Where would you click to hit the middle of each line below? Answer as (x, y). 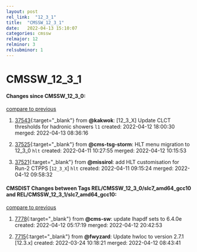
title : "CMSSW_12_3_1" (35, 22)
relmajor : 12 (22, 39)
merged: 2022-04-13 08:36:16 (51, 133)
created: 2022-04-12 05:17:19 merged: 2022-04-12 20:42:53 (89, 225)
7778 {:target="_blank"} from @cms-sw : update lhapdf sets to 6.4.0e (98, 219)
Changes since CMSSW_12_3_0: (46, 96)
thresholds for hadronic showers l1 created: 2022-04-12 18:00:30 (95, 127)
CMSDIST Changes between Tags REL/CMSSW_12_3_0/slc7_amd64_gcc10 (99, 188)
